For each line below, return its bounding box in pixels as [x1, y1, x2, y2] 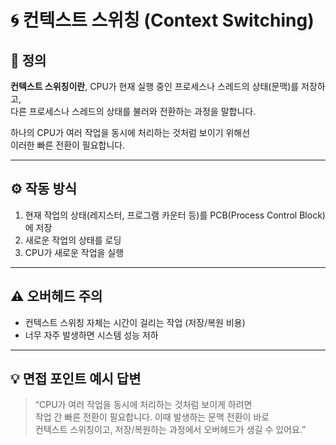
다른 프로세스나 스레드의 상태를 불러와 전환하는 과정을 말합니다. [10, 106, 257, 117]
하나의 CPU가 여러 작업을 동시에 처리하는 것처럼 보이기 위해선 [10, 127, 251, 138]
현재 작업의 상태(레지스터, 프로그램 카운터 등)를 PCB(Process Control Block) [24, 209, 326, 221]
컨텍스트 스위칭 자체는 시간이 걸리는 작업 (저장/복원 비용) [24, 316, 246, 328]
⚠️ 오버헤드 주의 [10, 288, 103, 305]
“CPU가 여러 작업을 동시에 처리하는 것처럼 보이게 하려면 [34, 399, 253, 411]
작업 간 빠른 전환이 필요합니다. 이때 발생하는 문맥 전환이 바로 [34, 411, 270, 423]
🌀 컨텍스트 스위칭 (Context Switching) [10, 9, 315, 32]
